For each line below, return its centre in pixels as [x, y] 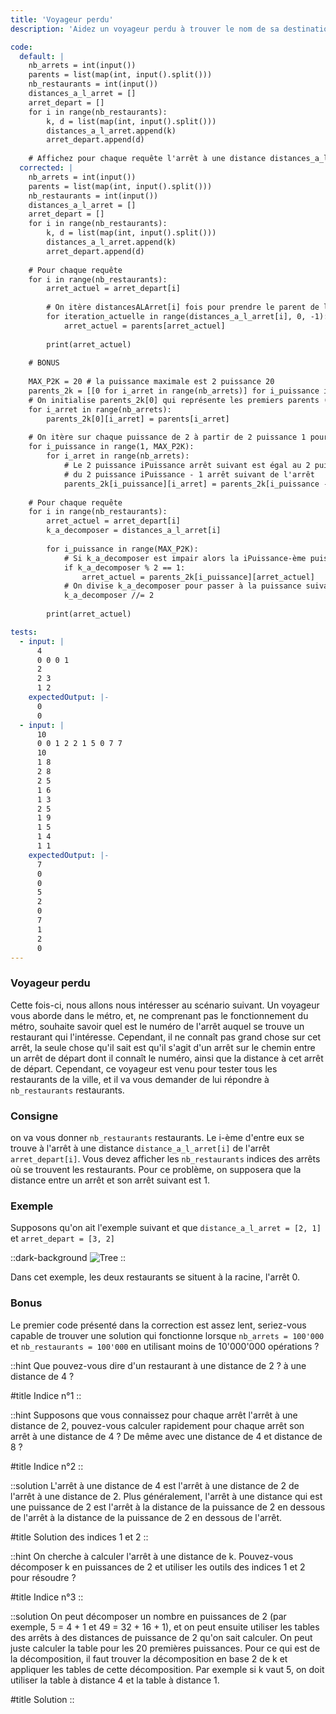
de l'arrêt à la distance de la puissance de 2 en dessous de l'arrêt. [146, 1517]
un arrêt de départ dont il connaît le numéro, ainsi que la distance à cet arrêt [167, 1058]
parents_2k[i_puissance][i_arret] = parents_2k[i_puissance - [196, 484]
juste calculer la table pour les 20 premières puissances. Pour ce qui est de [165, 1648]
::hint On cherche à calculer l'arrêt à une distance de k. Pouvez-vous [152, 1556]
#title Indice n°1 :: [46, 1395]
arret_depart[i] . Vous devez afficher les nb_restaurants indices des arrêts [165, 1158]
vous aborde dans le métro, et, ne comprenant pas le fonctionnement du [159, 1015]
